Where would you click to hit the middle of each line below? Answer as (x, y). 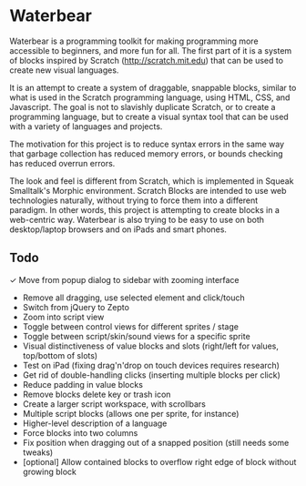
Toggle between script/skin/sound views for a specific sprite (136, 336)
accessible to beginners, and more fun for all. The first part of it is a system (151, 50)
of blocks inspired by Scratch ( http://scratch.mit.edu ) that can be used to (147, 60)
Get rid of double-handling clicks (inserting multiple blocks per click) (151, 375)
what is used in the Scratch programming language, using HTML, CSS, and (150, 97)
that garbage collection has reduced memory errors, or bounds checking (147, 153)
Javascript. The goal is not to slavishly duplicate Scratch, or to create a (143, 106)
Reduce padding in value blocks (83, 384)
